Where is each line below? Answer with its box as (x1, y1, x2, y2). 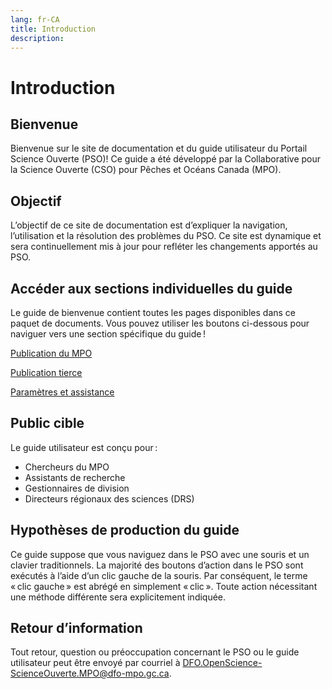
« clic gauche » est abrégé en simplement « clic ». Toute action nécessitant (10, 580, 318, 592)
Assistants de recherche (24, 471, 126, 483)
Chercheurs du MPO (24, 461, 110, 473)
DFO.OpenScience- (182, 657, 263, 669)
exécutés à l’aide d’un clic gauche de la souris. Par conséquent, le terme (10, 569, 308, 581)
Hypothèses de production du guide (10, 522, 240, 539)
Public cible (10, 415, 85, 432)
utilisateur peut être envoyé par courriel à (10, 657, 181, 669)
